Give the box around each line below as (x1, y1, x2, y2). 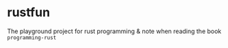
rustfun (7, 5, 50, 20)
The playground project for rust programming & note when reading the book (7, 27, 222, 35)
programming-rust (7, 34, 57, 41)
